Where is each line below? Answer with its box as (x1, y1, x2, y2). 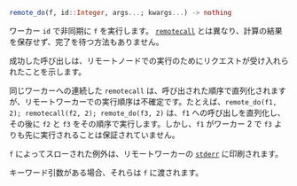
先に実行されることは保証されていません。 (24, 129, 180, 140)
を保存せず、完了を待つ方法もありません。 (9, 36, 164, 47)
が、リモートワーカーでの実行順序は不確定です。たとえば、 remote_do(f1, (9, 96, 277, 106)
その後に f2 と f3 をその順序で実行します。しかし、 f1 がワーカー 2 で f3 (9, 118, 272, 128)
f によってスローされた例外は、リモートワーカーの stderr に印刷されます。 (9, 148, 284, 159)
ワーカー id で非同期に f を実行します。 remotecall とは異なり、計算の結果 (9, 25, 283, 35)
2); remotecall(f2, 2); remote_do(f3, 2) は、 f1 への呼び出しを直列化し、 (9, 107, 285, 118)
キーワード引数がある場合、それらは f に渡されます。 (9, 167, 204, 177)
